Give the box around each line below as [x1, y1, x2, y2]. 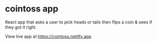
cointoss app [5, 3, 59, 14]
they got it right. [5, 24, 37, 30]
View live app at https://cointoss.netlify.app [5, 33, 92, 39]
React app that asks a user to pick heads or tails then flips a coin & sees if [5, 19, 153, 25]
